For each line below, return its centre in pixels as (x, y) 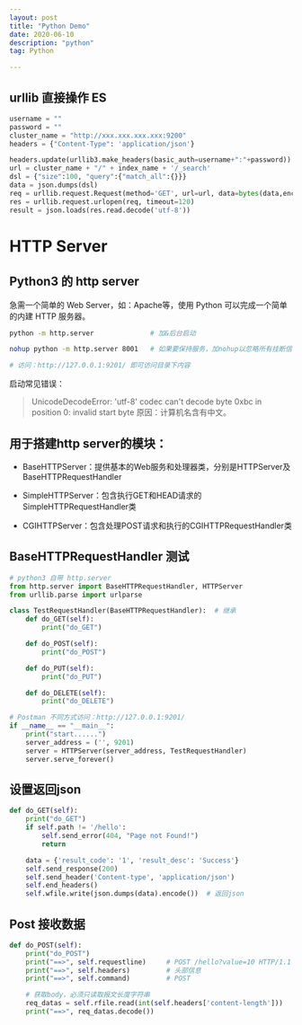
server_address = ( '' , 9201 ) (80, 742)
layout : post (34, 18)
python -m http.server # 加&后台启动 (102, 333)
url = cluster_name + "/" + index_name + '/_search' (110, 168)
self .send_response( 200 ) (72, 869)
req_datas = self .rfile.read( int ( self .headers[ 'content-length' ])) (154, 1003)
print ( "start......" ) (66, 734)
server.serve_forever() (70, 759)
